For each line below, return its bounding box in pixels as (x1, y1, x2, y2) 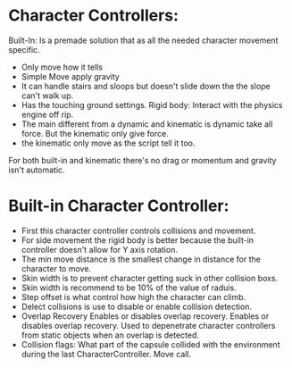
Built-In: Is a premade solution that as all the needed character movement (8, 35, 279, 46)
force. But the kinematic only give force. (21, 128, 169, 138)
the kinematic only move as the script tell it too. (21, 138, 196, 148)
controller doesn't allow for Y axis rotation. (21, 244, 178, 255)
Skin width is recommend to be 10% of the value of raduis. (21, 282, 238, 293)
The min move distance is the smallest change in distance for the (21, 254, 261, 264)
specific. (8, 44, 41, 54)
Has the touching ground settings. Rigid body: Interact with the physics (21, 99, 283, 110)
